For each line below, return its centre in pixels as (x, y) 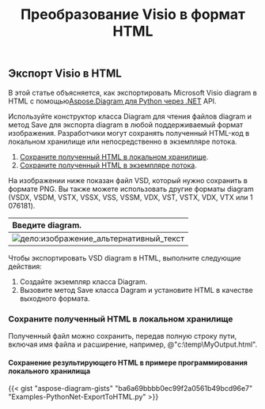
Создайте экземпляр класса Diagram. (83, 281)
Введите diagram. (47, 225)
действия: (25, 266)
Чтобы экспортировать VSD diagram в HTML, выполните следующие (125, 257)
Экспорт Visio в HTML (65, 74)
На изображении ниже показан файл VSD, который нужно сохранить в (128, 180)
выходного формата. (55, 298)
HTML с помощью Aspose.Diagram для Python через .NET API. (112, 101)
